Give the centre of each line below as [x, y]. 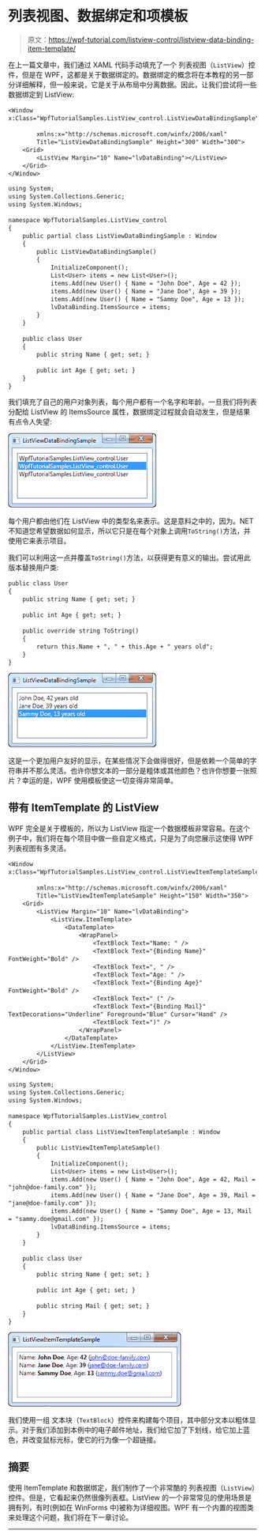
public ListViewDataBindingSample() [97, 251]
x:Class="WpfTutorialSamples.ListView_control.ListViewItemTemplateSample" [135, 872]
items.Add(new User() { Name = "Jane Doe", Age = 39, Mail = [153, 1195]
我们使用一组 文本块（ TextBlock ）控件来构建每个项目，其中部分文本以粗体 [129, 1419]
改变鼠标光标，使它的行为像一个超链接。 [94, 1439]
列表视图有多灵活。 [39, 848]
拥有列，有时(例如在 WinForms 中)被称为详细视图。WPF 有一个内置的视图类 [131, 1507]
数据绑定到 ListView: [41, 94]
